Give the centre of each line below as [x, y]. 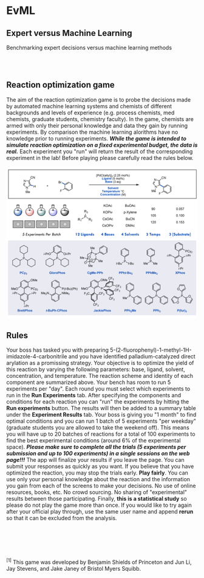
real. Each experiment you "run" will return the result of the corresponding [100, 151]
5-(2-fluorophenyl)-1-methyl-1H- [151, 350]
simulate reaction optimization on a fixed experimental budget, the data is [102, 145]
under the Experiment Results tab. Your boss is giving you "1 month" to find [101, 415]
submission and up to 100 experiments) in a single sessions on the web [98, 453]
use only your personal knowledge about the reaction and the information [98, 479]
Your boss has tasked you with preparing [58, 350]
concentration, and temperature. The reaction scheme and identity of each [100, 376]
